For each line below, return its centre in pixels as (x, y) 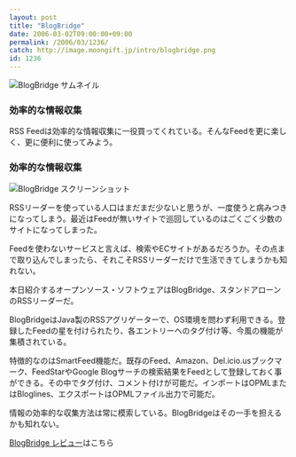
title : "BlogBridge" (47, 26)
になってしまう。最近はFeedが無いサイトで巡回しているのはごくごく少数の (146, 218)
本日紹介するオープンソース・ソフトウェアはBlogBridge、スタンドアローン (145, 289)
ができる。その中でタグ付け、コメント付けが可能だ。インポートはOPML (140, 382)
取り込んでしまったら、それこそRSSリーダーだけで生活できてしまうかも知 (152, 259)
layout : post (33, 17)
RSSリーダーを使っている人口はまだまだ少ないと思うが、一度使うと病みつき (148, 207)
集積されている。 (40, 342)
